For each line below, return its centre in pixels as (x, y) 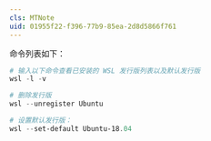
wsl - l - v (28, 79)
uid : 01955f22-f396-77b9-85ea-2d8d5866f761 (93, 26)
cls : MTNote (32, 18)
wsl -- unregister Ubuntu (56, 104)
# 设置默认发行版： (41, 120)
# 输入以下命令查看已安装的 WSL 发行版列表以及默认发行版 (105, 70)
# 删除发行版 (30, 96)
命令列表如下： (37, 53)
